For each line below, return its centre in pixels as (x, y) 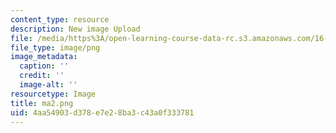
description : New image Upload (75, 29)
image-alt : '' (48, 85)
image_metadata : (44, 57)
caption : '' (44, 66)
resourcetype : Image (53, 94)
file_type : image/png (55, 47)
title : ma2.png (42, 103)
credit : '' (42, 76)
